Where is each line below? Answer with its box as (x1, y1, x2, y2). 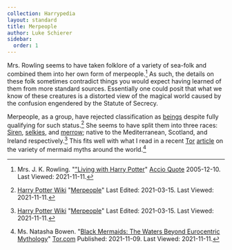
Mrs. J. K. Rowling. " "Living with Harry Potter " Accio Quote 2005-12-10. (17, 165, 221, 173)
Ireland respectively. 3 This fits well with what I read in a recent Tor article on (7, 135, 224, 145)
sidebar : (7, 36, 32, 43)
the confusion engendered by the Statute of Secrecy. (7, 99, 159, 107)
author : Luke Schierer (7, 29, 72, 37)
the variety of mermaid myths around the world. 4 (7, 144, 146, 153)
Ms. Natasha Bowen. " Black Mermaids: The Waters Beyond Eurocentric (17, 227, 220, 235)
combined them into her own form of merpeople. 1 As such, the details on (7, 68, 214, 78)
